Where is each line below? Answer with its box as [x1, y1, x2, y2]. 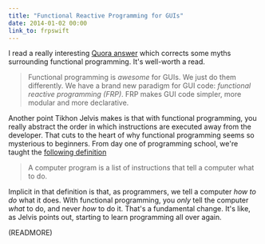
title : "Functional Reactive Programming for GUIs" [8, 11, 184, 20]
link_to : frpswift [8, 26, 69, 34]
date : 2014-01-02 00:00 [8, 19, 88, 27]
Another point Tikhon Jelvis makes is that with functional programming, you [8, 114, 257, 123]
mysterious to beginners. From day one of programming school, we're [8, 139, 239, 149]
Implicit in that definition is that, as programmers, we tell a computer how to [8, 187, 257, 197]
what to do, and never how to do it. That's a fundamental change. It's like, [8, 204, 251, 214]
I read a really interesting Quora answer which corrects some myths [8, 49, 231, 58]
